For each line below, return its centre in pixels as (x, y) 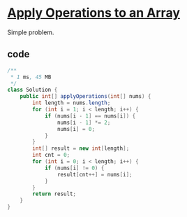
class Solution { (32, 90)
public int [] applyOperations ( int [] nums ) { (85, 97)
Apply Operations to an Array (93, 13)
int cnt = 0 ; (51, 155)
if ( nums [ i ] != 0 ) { (74, 168)
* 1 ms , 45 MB (31, 77)
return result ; (54, 194)
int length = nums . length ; (72, 103)
